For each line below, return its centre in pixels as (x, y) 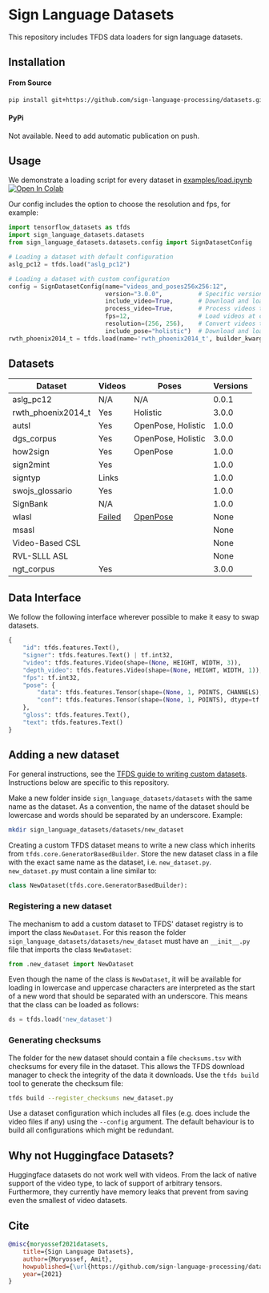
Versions (231, 386)
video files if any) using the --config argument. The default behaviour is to (131, 1122)
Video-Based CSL (47, 543)
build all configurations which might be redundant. (91, 1130)
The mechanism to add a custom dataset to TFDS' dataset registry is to (126, 924)
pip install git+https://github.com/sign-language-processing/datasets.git (137, 100)
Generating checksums (55, 1040)
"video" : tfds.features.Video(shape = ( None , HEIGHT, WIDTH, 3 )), (132, 663)
